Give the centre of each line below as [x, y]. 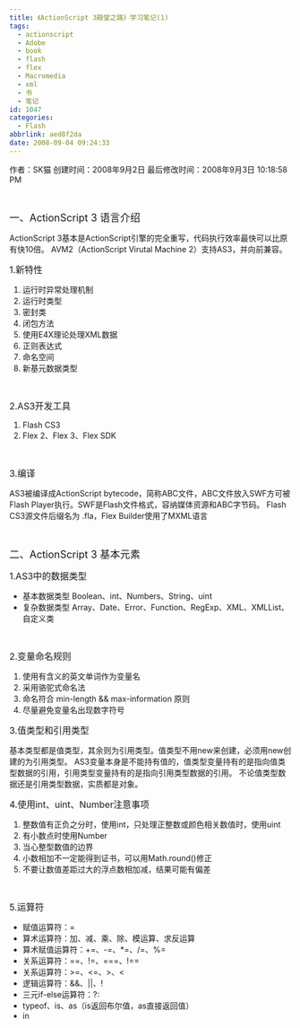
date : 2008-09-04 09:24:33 [60, 143]
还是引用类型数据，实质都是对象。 [80, 784]
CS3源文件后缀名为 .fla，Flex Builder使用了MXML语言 [109, 515]
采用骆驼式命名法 [54, 687]
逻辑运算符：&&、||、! [63, 983]
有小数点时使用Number [64, 835]
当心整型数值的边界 [58, 847]
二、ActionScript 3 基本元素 [75, 554]
